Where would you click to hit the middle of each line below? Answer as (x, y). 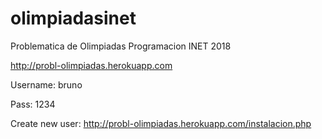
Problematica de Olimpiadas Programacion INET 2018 (121, 46)
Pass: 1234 (33, 104)
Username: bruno (46, 84)
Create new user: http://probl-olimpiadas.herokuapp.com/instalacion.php (161, 123)
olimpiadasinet (73, 18)
